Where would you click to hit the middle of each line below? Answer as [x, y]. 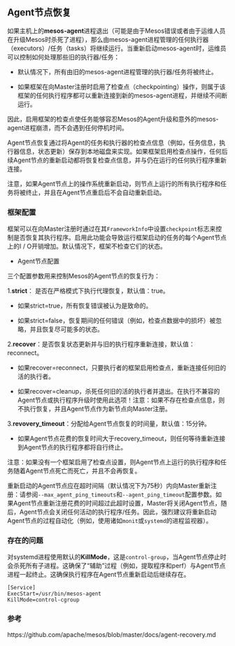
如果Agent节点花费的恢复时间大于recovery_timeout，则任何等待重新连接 [121, 438]
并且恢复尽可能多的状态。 [66, 329]
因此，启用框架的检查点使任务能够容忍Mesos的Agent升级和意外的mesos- [113, 119]
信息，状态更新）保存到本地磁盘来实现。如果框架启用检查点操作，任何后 [123, 151]
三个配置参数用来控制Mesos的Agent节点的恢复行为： [84, 276]
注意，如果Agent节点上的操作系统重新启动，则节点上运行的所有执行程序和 [114, 183]
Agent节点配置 [38, 261]
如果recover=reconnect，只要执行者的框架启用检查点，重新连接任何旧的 [122, 368]
